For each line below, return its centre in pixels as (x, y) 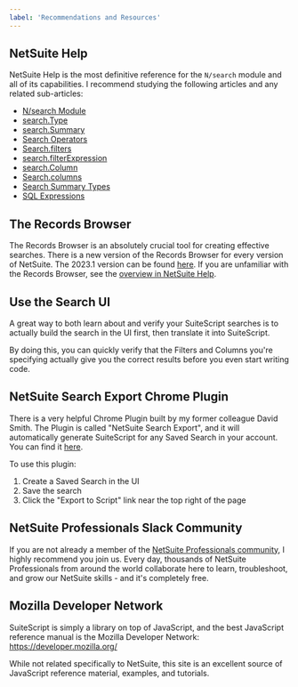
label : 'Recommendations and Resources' (85, 17)
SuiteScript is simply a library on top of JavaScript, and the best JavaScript (147, 627)
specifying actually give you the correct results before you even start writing (149, 360)
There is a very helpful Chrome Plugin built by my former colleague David (144, 418)
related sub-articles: (46, 93)
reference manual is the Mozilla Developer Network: (105, 636)
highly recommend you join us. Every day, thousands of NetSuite (128, 559)
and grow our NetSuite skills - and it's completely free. (109, 578)
